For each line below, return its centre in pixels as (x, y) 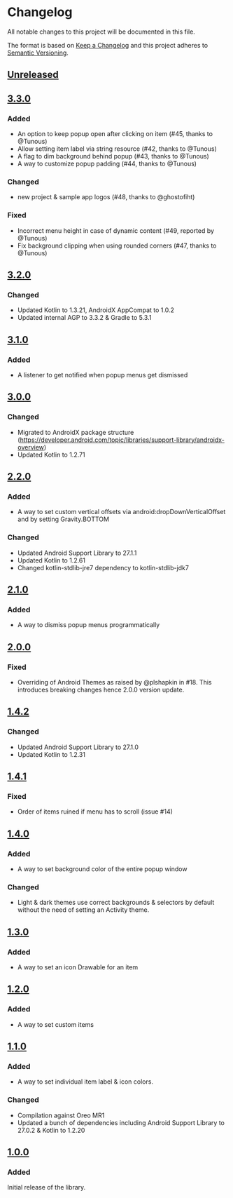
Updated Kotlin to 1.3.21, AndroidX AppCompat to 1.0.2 (96, 310)
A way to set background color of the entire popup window (102, 869)
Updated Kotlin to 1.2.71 (51, 455)
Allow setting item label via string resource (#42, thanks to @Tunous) (117, 149)
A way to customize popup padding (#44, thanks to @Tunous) (107, 164)
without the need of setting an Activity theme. (83, 910)
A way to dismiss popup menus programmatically (89, 625)
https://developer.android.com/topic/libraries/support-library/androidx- (122, 440)
